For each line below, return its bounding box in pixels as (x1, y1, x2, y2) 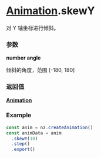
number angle (6, 54, 41, 61)
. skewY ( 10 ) (11, 136, 38, 141)
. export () (11, 146, 35, 153)
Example (6, 111, 32, 119)
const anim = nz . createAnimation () (6, 124, 93, 130)
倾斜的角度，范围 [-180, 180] (6, 67, 75, 74)
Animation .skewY (6, 4, 95, 18)
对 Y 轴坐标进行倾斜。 (6, 24, 59, 31)
